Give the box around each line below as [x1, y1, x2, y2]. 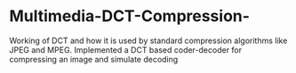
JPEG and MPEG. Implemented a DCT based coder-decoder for [9, 44, 243, 55]
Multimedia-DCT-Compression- [9, 6, 251, 26]
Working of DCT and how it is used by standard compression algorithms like [9, 35, 288, 46]
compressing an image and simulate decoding [9, 54, 179, 64]
